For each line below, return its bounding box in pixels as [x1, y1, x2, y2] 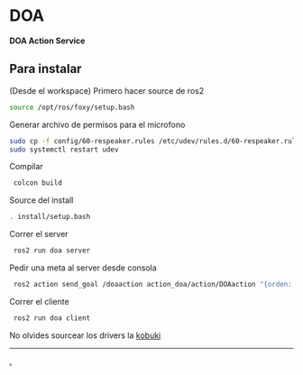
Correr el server [9, 229, 69, 240]
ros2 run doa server [13, 246, 91, 255]
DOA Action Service [9, 35, 86, 46]
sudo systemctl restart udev [9, 145, 119, 154]
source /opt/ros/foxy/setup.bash [9, 103, 135, 112]
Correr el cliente [9, 296, 69, 306]
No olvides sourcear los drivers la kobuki [9, 330, 161, 341]
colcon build [13, 178, 63, 187]
